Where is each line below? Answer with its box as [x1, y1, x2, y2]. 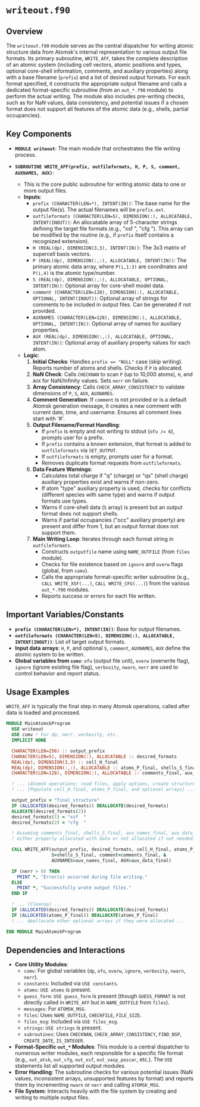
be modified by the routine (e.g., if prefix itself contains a [32, 231, 174, 238]
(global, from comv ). [41, 567, 89, 574]
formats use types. [41, 497, 88, 504]
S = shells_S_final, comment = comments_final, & [51, 852, 167, 858]
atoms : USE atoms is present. [23, 986, 92, 994]
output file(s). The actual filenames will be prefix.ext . [32, 206, 165, 213]
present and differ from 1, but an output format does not [41, 522, 179, 529]
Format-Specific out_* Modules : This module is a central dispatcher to [14, 1043, 189, 1050]
